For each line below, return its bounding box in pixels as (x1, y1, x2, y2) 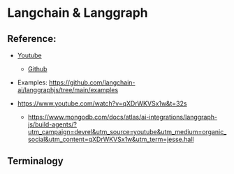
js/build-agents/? (27, 120, 77, 129)
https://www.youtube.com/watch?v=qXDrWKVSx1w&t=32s (17, 99, 187, 108)
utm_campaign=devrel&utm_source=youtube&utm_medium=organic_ (27, 128, 227, 136)
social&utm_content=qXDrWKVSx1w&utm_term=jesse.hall (27, 135, 194, 143)
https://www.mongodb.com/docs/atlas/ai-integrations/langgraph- (27, 113, 218, 121)
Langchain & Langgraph (7, 5, 148, 21)
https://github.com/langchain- (48, 78, 136, 87)
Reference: (7, 33, 57, 45)
